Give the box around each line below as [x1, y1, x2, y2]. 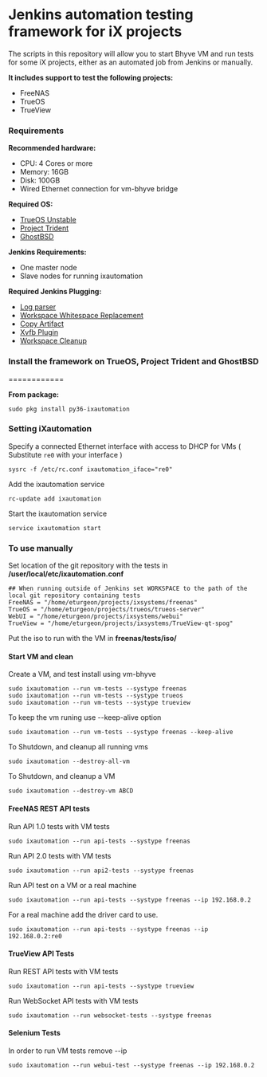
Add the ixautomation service [8, 479, 105, 489]
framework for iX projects [8, 22, 183, 41]
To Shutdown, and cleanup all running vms [8, 742, 149, 752]
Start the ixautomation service [8, 509, 108, 518]
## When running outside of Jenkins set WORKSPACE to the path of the [8, 584, 248, 593]
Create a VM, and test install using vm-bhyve [8, 670, 157, 679]
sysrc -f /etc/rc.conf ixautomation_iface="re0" [8, 465, 173, 474]
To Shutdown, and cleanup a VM [8, 772, 116, 781]
